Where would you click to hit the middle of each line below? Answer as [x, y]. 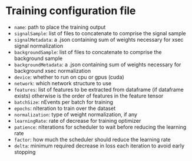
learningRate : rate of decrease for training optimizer [77, 120]
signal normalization [38, 46]
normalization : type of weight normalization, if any [76, 114]
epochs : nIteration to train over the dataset [65, 108]
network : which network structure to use [63, 83]
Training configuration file [71, 11]
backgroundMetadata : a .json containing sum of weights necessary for [97, 64]
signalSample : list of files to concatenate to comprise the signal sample [100, 33]
